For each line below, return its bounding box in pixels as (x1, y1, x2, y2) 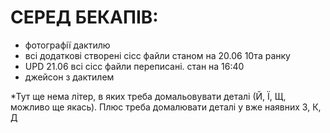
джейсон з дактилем (24, 71, 115, 83)
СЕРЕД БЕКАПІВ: (10, 6, 159, 29)
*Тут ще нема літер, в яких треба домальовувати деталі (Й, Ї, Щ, (10, 90, 287, 102)
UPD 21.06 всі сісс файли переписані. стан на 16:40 (24, 60, 245, 72)
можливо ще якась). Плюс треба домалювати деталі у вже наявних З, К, (10, 101, 322, 113)
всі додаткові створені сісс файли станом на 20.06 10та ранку (24, 49, 291, 61)
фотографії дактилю (24, 39, 111, 51)
